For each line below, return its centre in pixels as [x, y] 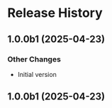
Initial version [37, 74]
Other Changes [34, 59]
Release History [55, 13]
